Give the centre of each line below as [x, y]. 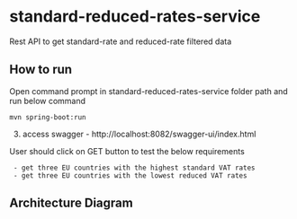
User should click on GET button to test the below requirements [127, 151]
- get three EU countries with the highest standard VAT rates [134, 168]
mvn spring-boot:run [48, 117]
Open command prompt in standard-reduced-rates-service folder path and [148, 91]
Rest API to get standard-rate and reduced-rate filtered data [121, 41]
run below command [48, 101]
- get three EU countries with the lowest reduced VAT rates [130, 175]
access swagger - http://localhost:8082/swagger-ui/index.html [139, 134]
